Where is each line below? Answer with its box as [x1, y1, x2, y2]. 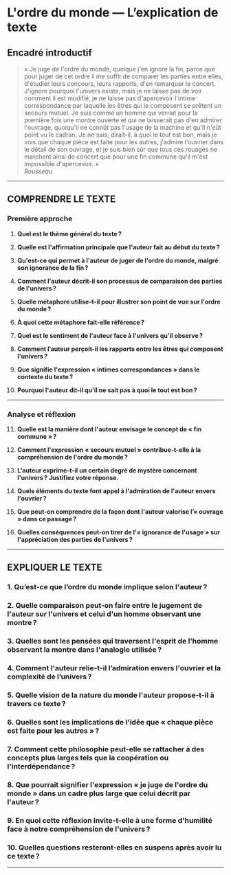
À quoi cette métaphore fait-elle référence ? [16, 318, 145, 326]
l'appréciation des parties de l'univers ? [16, 535, 133, 543]
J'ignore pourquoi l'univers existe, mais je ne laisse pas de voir [23, 87, 202, 95]
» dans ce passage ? [16, 514, 77, 523]
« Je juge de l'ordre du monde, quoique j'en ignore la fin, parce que [23, 65, 215, 73]
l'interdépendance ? [7, 761, 76, 771]
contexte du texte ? [16, 372, 74, 380]
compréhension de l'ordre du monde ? [16, 453, 129, 461]
